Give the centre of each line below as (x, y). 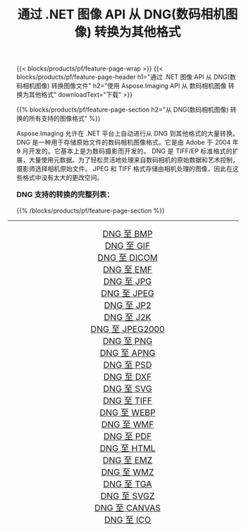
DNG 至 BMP (128, 234)
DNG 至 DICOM (128, 258)
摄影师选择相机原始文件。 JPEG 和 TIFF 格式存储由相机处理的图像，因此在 (124, 169)
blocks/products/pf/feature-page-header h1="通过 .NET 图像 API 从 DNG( (123, 77)
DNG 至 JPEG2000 (127, 329)
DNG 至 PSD (128, 365)
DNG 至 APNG (128, 353)
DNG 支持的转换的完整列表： (65, 195)
